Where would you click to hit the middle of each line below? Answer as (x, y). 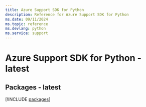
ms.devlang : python (26, 29)
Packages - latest (33, 87)
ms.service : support (27, 33)
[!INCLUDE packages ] (28, 99)
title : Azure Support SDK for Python (45, 10)
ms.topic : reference (27, 24)
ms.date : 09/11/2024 (27, 19)
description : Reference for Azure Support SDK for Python (67, 15)
